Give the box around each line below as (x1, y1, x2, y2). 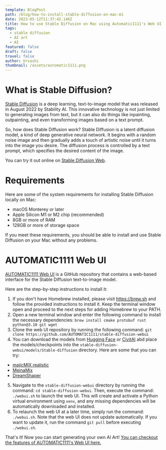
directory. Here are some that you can (78, 347, 157, 353)
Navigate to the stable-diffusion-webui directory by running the (12, 382, 146, 388)
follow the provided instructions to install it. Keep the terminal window (12, 301, 156, 307)
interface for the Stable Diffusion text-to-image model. (5, 276, 117, 282)
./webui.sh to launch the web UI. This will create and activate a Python (12, 393, 158, 399)
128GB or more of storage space (12, 223, 80, 228)
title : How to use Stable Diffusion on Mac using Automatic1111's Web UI (5, 21, 162, 26)
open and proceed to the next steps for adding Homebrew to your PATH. (12, 306, 162, 312)
